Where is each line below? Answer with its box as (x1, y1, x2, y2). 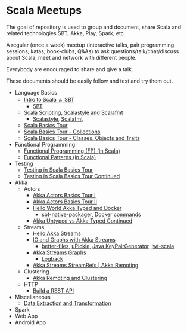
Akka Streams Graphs (32, 249, 86, 256)
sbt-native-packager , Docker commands (41, 211, 141, 218)
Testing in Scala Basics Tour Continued (23, 172, 120, 179)
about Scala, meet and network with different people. (6, 54, 137, 61)
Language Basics (14, 89, 58, 96)
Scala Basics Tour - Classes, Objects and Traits (23, 134, 140, 141)
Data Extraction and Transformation (23, 300, 111, 307)
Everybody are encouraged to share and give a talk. (6, 65, 133, 72)
